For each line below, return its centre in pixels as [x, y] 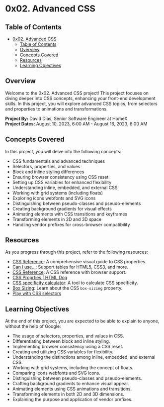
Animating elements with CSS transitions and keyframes [70, 214]
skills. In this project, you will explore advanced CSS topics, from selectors [81, 103]
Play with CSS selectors [37, 294]
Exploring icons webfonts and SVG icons [54, 198]
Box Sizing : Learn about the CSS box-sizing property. [67, 288]
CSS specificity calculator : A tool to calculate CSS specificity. [75, 283]
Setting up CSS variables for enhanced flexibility [62, 182]
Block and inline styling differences [48, 172]
